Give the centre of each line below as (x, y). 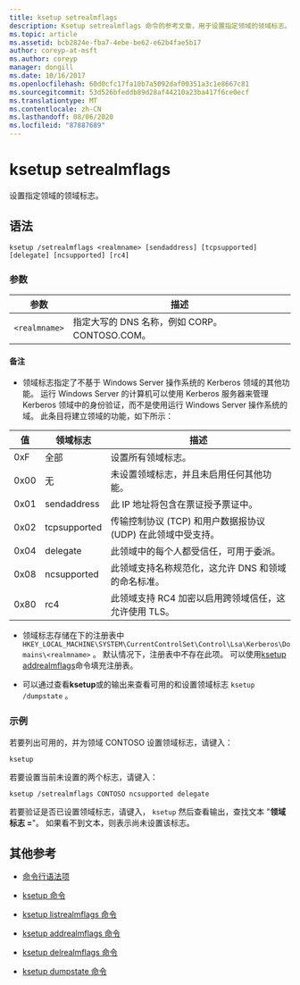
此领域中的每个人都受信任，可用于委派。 (196, 552)
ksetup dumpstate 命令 (64, 972)
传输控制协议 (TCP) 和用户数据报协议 (188, 522)
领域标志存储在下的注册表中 (73, 636)
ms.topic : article (43, 34)
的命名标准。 (137, 581)
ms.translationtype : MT (54, 100)
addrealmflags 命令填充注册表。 (80, 665)
